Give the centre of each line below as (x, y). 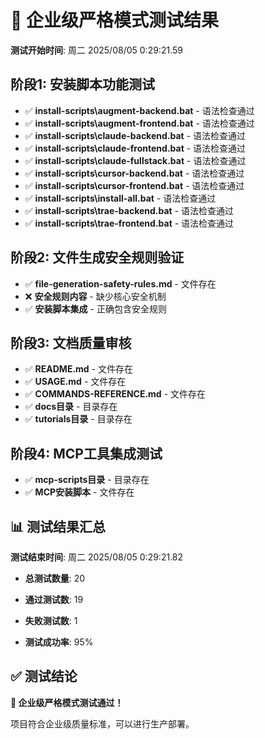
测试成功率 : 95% (59, 642)
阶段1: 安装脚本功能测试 (83, 84)
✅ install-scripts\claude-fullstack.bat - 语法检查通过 (135, 160)
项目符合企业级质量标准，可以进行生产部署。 (102, 723)
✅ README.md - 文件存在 (79, 369)
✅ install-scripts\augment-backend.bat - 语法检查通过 (139, 110)
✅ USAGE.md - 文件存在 (75, 382)
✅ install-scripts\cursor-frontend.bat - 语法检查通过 (134, 185)
